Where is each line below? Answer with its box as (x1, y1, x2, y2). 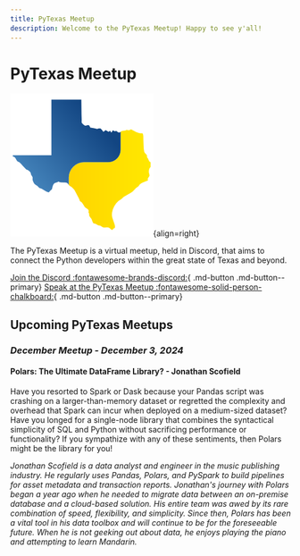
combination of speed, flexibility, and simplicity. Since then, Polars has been (10, 508, 291, 518)
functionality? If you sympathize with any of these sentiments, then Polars (10, 434, 282, 444)
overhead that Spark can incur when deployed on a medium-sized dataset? (10, 405, 287, 416)
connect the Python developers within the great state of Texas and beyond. (10, 255, 287, 265)
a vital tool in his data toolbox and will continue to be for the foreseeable (10, 517, 278, 527)
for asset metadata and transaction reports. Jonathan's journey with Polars (10, 479, 289, 490)
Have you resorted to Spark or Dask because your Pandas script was (10, 385, 264, 397)
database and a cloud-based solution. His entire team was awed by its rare (10, 498, 289, 509)
